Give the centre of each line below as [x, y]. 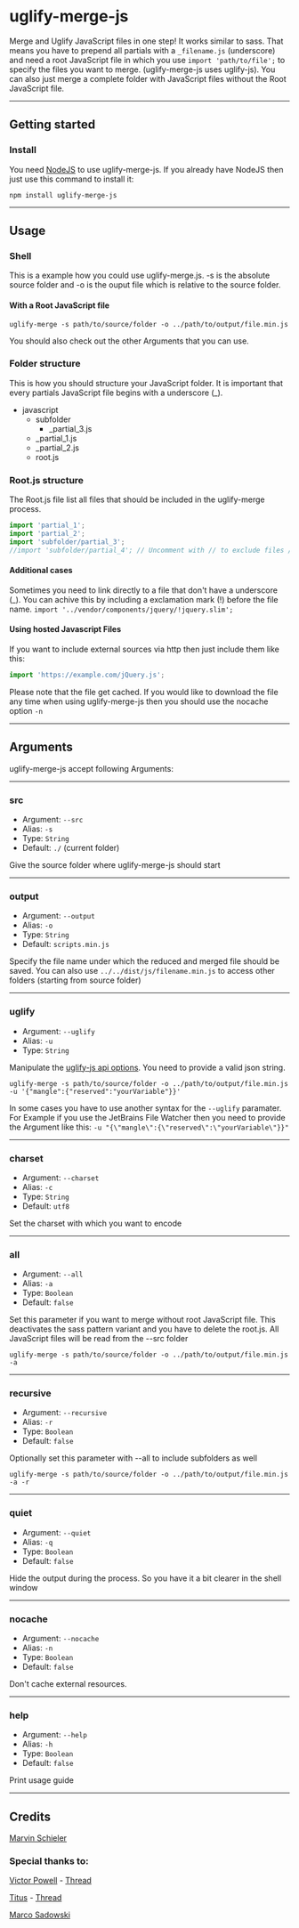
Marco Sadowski [40, 1915]
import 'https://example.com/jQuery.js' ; [87, 675]
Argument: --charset [61, 1178]
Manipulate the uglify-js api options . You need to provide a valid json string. [148, 1067]
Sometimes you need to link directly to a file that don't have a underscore [144, 590]
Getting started [53, 125]
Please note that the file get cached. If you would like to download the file [144, 692]
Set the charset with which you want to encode [96, 1223]
